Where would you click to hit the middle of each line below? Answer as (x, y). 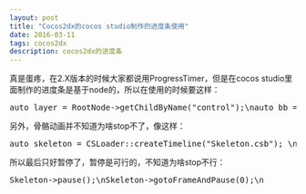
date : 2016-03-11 (42, 34)
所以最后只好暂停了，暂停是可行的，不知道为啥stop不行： (117, 162)
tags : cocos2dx (38, 43)
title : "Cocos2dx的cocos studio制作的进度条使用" (99, 26)
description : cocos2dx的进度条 (66, 52)
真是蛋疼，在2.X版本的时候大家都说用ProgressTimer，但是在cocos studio (147, 79)
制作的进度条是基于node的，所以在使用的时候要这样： (118, 90)
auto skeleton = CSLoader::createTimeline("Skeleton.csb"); (147, 144)
